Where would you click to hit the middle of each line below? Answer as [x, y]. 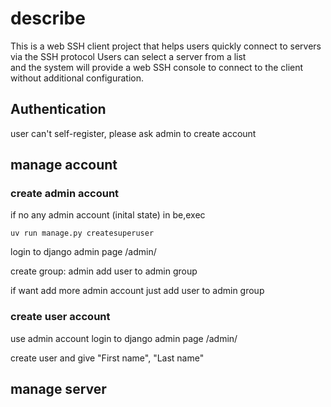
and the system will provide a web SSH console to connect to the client [157, 67]
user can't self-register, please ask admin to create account [133, 133]
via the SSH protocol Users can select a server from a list [128, 56]
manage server [58, 389]
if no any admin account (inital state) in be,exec [108, 215]
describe [48, 18]
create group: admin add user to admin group [104, 271]
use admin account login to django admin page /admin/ [124, 338]
